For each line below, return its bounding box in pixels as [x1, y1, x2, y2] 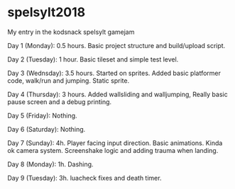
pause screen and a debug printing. [7, 97, 112, 106]
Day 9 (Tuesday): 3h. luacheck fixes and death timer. [7, 173, 162, 182]
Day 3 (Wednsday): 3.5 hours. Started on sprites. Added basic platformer [7, 69, 222, 77]
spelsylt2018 [7, 4, 86, 21]
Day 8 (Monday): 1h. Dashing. [7, 160, 94, 168]
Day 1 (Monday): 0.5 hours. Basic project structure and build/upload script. [7, 41, 226, 50]
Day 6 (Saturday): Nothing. [7, 125, 86, 133]
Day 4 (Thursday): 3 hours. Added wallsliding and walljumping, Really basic [7, 90, 229, 98]
